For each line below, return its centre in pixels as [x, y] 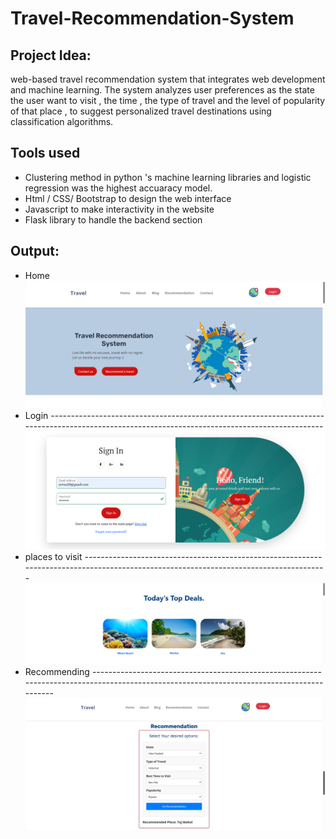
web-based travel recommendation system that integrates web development [168, 79]
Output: [35, 251]
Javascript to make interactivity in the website [119, 209]
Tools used [45, 153]
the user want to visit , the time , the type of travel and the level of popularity [168, 100]
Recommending [57, 671]
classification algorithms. [62, 121]
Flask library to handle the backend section [113, 219]
